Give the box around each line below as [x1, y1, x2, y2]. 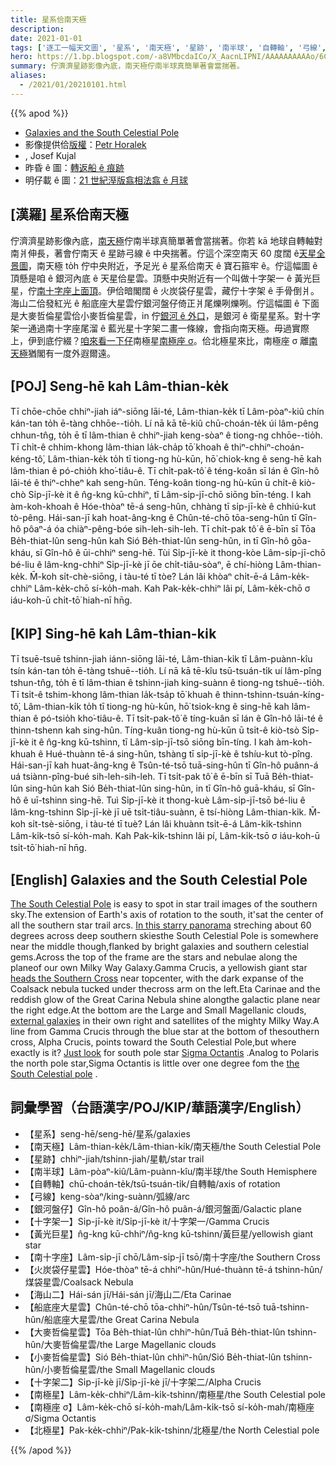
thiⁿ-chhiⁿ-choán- [231, 441, 305, 453]
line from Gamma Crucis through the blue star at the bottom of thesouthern [10, 1026, 320, 1037]
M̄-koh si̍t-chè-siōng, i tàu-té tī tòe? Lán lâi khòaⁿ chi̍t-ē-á [29, 571, 268, 583]
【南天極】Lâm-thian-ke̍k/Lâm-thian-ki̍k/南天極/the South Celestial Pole [24, 1140, 322, 1152]
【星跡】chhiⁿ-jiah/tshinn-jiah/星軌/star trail [24, 1152, 205, 1165]
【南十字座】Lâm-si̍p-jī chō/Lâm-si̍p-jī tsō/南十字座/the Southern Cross [24, 1251, 321, 1263]
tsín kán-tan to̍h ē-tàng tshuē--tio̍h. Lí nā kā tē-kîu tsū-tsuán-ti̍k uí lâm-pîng [10, 665, 322, 677]
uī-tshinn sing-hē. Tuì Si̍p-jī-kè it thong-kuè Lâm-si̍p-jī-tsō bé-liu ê [30, 794, 306, 806]
